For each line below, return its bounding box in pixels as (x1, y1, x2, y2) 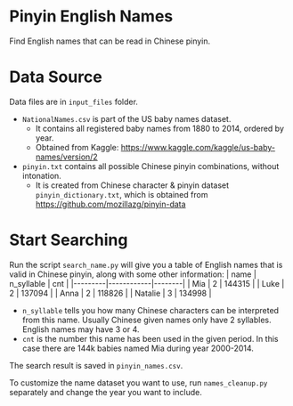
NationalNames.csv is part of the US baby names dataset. (21, 113, 232, 124)
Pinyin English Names (9, 6, 174, 27)
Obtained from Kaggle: (35, 142, 119, 152)
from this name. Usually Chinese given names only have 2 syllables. (21, 314, 272, 325)
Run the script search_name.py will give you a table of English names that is (9, 259, 283, 270)
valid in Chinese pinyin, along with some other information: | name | (9, 269, 256, 280)
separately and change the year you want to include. (9, 386, 202, 397)
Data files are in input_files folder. (9, 96, 138, 107)
